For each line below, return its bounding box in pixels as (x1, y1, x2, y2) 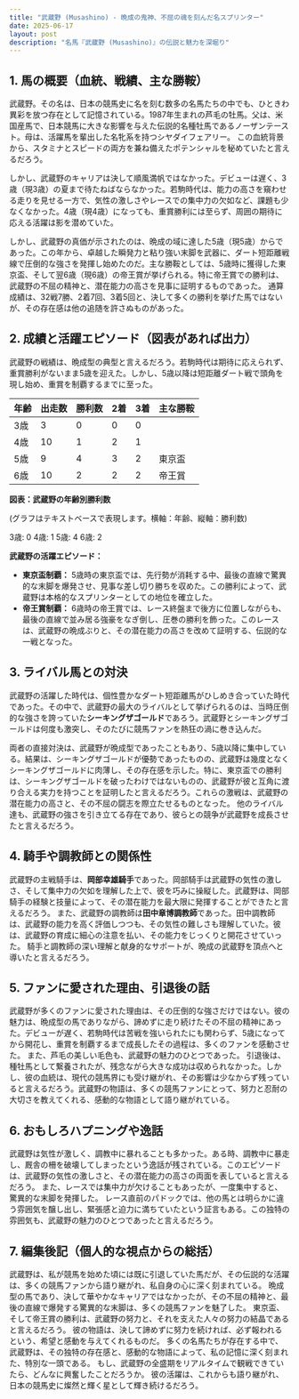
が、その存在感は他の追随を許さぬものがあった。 (9, 303, 189, 314)
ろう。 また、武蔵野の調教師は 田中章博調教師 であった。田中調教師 (31, 907, 276, 918)
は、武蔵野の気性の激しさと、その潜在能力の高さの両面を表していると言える (9, 1170, 289, 1181)
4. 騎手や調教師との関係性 (9, 848, 152, 864)
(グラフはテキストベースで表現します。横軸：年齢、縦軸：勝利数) (9, 512, 247, 523)
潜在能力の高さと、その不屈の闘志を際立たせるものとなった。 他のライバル (9, 798, 284, 808)
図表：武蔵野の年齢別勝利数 (9, 494, 111, 504)
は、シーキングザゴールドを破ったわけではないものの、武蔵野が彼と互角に (9, 776, 282, 786)
